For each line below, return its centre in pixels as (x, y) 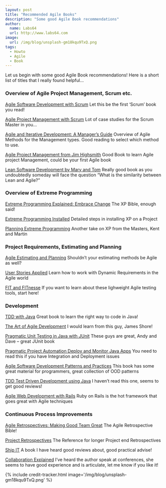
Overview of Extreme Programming (49, 193)
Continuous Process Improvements (49, 414)
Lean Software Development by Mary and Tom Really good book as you (79, 169)
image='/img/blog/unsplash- (97, 475)
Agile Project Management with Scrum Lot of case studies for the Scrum (80, 119)
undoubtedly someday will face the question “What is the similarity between (83, 175)
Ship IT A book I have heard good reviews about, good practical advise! (79, 450)
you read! (15, 109)
